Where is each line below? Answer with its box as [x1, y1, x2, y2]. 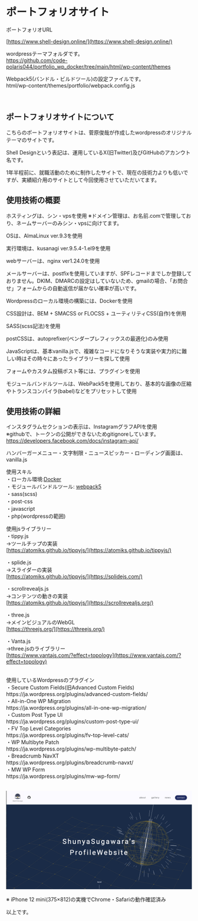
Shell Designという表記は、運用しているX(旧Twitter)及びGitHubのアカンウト [6, 149, 191, 156]
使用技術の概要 [6, 195, 61, 205]
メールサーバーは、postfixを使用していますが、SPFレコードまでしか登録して [6, 270, 192, 277]
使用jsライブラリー [6, 525, 52, 533]
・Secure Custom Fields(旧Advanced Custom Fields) [6, 684, 134, 691]
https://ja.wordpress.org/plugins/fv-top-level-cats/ [6, 732, 130, 739]
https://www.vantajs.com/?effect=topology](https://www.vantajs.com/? [8, 652, 181, 659]
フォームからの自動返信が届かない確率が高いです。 [16, 285, 140, 292]
